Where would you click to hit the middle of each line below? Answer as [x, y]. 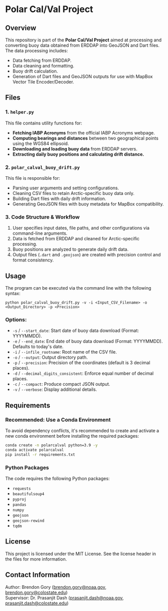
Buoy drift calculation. [35, 71]
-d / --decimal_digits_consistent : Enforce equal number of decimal [83, 373]
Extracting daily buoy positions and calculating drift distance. [78, 154]
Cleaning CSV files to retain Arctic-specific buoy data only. [73, 193]
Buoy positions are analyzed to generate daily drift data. [70, 249]
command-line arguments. [40, 233]
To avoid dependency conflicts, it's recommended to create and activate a [82, 431]
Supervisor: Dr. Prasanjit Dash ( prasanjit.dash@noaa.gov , [65, 597]
